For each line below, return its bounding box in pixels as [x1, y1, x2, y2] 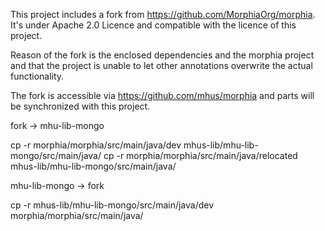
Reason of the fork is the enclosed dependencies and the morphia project [10, 49, 315, 61]
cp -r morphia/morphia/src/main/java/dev [10, 139, 182, 151]
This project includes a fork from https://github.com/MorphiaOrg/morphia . [10, 9, 316, 20]
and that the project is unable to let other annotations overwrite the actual [10, 60, 313, 71]
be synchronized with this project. [10, 100, 151, 112]
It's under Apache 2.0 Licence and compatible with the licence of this [10, 19, 297, 31]
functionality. [10, 70, 65, 82]
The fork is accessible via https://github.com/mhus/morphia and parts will [10, 90, 315, 101]
